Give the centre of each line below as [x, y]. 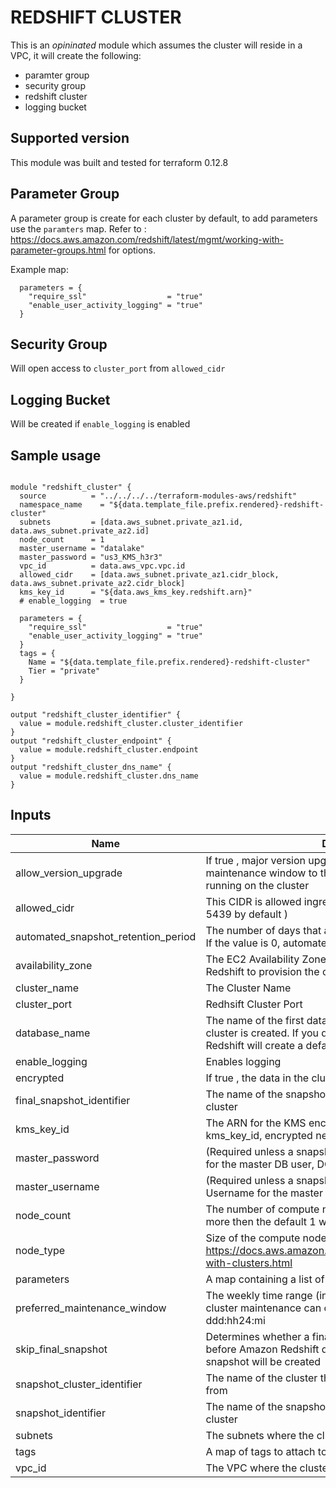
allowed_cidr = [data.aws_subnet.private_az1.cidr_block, [149, 575]
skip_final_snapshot [61, 1349]
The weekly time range [259, 1295]
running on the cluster [257, 885]
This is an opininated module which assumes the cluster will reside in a [156, 45]
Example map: [39, 269]
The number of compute [262, 1209]
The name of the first [255, 1020]
